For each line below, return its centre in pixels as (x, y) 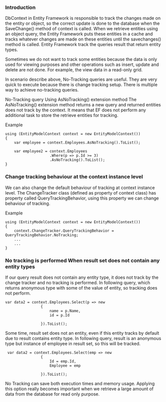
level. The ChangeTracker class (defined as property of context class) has (81, 193)
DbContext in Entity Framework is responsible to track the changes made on (83, 18)
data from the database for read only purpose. (53, 394)
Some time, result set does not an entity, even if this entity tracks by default (82, 333)
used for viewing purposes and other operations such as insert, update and (82, 65)
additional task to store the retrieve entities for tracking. (62, 115)
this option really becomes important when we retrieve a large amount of (79, 389)
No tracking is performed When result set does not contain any (83, 260)
